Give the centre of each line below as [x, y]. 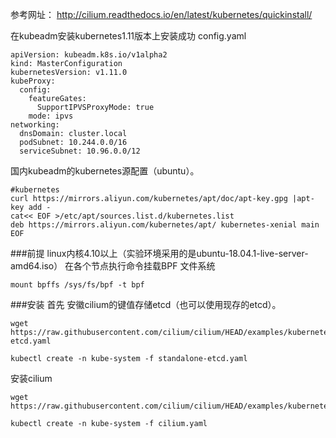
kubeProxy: [33, 81]
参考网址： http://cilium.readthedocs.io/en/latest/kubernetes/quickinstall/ [161, 14]
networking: [35, 125]
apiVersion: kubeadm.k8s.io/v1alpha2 [89, 55]
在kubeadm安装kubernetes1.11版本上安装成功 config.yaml [128, 36]
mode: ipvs [51, 116]
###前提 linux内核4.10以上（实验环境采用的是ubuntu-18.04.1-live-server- [159, 253]
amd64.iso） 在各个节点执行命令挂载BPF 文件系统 [113, 266]
